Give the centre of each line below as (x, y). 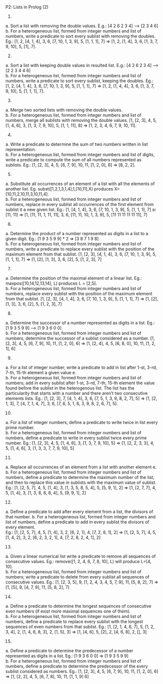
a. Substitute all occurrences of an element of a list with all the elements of (80, 184)
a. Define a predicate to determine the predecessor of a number (69, 651)
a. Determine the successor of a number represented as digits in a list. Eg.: (80, 323)
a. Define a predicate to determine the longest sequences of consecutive (79, 606)
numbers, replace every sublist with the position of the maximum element (79, 294)
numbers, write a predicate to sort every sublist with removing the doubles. (81, 36)
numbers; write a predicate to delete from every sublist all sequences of (78, 577)
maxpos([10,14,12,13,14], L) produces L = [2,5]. (51, 283)
